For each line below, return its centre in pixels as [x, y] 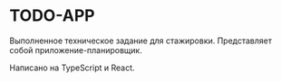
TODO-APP [52, 16]
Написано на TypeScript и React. [72, 68]
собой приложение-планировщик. [76, 50]
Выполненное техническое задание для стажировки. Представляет [141, 41]
